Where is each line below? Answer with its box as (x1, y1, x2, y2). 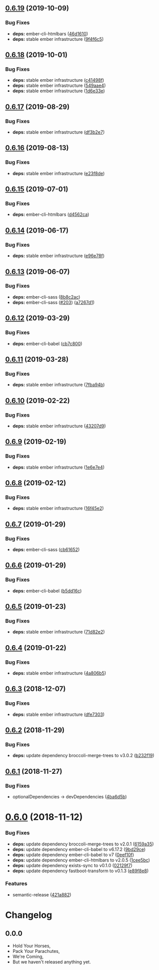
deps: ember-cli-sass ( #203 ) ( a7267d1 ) (12, 299, 95, 305)
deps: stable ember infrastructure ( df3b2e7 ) (12, 129, 105, 135)
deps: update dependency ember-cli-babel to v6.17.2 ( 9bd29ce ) (12, 846, 146, 852)
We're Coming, (12, 953, 44, 959)
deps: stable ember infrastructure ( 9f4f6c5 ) (12, 36, 104, 42)
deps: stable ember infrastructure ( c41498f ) (12, 77, 105, 83)
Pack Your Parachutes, (12, 948, 60, 954)
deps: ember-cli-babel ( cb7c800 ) (12, 340, 83, 347)
